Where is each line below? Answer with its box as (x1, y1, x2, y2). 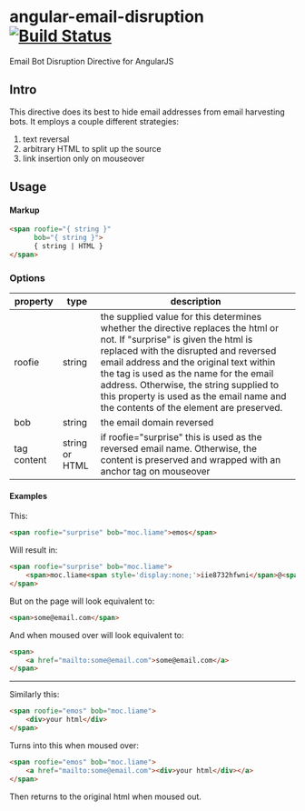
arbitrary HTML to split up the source (22, 143, 162, 154)
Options (9, 271, 45, 284)
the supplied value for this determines (100, 311, 261, 324)
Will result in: (9, 545, 58, 556)
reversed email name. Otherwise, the (100, 443, 257, 456)
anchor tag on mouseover (100, 466, 211, 478)
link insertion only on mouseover (22, 153, 145, 164)
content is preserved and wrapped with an (100, 454, 281, 466)
